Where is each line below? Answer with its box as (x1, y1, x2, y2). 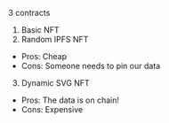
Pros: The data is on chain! (20, 95, 119, 105)
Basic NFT (20, 25, 60, 35)
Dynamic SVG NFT (20, 78, 90, 88)
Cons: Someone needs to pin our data (20, 61, 161, 71)
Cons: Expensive (20, 104, 84, 114)
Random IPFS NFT (20, 35, 89, 44)
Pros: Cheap (20, 51, 68, 61)
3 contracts (8, 8, 51, 18)
